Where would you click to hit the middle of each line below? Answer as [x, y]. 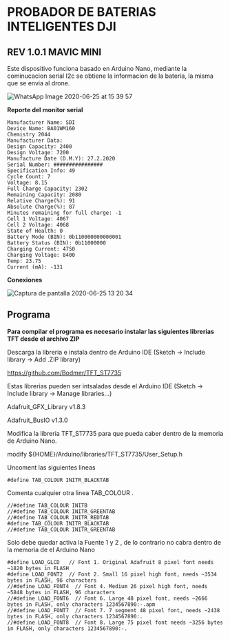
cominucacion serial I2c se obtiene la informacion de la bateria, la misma [110, 76]
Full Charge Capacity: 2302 [48, 189]
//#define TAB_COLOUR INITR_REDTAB [58, 517]
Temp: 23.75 [24, 261]
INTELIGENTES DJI [62, 27]
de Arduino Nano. [32, 441]
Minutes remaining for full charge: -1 [64, 213]
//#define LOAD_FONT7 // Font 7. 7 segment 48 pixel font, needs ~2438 [114, 610]
